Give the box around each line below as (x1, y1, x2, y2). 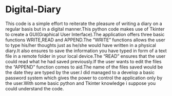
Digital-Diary (5, 4, 62, 15)
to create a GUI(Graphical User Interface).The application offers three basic (5, 31, 165, 37)
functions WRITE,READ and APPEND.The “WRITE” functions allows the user (5, 37, 166, 43)
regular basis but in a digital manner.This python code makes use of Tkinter (5, 26, 165, 32)
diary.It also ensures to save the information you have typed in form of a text (5, 47, 167, 54)
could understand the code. (5, 85, 64, 91)
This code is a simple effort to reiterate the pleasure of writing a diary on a (5, 20, 163, 27)
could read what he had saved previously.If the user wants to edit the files (5, 58, 162, 64)
